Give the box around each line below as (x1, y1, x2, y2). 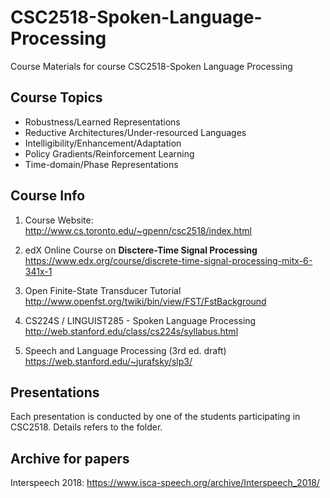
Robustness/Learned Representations (24, 116, 181, 128)
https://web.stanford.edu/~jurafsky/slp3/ (24, 355, 193, 367)
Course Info (10, 187, 86, 205)
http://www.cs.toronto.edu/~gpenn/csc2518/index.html (24, 224, 252, 236)
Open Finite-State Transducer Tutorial (24, 284, 182, 296)
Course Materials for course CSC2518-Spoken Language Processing (10, 60, 293, 72)
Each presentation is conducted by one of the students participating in (10, 411, 301, 423)
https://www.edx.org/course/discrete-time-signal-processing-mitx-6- (24, 254, 313, 266)
